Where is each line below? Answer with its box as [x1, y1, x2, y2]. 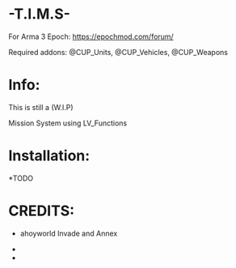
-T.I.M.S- [8, 5, 71, 23]
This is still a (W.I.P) [8, 102, 74, 112]
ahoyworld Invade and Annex [19, 228, 118, 238]
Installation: [8, 147, 91, 165]
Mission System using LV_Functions [8, 118, 128, 128]
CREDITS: [8, 202, 75, 219]
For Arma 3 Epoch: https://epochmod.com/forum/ [8, 32, 174, 41]
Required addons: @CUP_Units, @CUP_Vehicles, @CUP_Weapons [8, 47, 229, 57]
